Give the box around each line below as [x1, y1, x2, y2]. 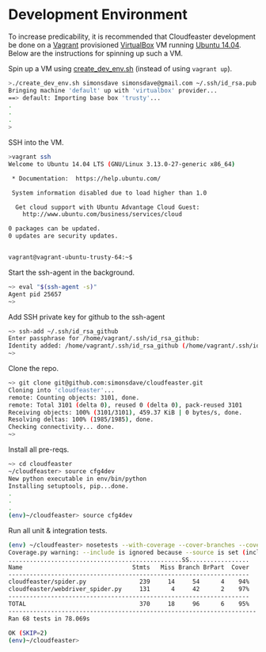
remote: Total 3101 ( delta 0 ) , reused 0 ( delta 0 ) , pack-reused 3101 [8, 401, 243, 409]
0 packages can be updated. [8, 225, 101, 233]
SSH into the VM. [8, 138, 65, 147]
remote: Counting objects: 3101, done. [8, 393, 140, 401]
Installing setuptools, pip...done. [8, 482, 129, 490]
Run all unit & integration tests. [8, 526, 108, 536]
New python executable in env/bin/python [8, 475, 147, 483]
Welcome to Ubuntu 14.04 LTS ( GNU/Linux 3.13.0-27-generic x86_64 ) [8, 160, 236, 168]
